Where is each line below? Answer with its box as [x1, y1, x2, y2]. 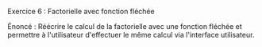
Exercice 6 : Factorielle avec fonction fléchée [7, 7, 156, 16]
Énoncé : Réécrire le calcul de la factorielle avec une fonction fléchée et [7, 22, 243, 31]
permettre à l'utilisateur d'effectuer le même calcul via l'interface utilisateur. [7, 31, 255, 39]
